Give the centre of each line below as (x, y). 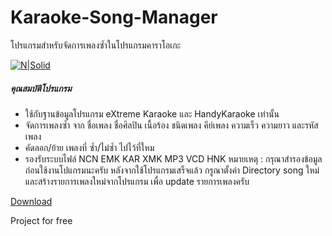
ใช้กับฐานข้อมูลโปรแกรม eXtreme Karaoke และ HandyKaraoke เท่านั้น (152, 113)
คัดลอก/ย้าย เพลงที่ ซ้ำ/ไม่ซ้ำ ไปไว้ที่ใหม (89, 147)
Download (31, 201)
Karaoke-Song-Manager (114, 17)
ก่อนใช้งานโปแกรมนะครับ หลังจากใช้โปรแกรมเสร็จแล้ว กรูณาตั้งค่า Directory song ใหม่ (172, 170)
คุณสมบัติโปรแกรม (41, 88)
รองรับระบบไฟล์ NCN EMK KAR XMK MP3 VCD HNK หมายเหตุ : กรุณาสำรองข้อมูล (173, 158)
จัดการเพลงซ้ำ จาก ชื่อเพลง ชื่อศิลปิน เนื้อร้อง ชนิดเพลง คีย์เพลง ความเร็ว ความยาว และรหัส (171, 125)
